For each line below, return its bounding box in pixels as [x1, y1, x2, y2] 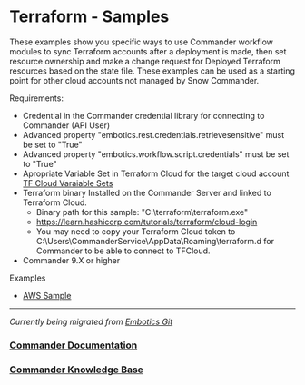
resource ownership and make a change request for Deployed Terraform [9, 55, 281, 66]
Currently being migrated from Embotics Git [9, 316, 173, 327]
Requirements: [9, 93, 64, 104]
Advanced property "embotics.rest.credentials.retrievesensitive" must [22, 129, 285, 140]
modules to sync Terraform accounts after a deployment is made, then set [9, 45, 287, 56]
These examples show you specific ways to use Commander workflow [9, 36, 274, 47]
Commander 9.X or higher [22, 254, 121, 265]
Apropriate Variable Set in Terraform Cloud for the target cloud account [22, 168, 290, 179]
